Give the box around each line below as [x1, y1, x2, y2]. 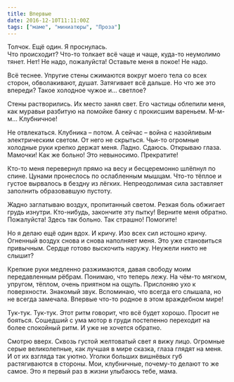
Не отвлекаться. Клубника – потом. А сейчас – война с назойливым [7, 128, 212, 137]
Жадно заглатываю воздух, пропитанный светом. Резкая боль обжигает [7, 200, 225, 209]
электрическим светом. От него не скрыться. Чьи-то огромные [7, 136, 200, 144]
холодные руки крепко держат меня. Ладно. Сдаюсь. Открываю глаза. [7, 144, 221, 152]
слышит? [7, 251, 34, 260]
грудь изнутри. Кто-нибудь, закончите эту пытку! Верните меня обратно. [7, 208, 228, 217]
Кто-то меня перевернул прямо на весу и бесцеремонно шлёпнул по [7, 165, 216, 173]
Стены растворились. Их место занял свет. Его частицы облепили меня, [7, 100, 226, 108]
